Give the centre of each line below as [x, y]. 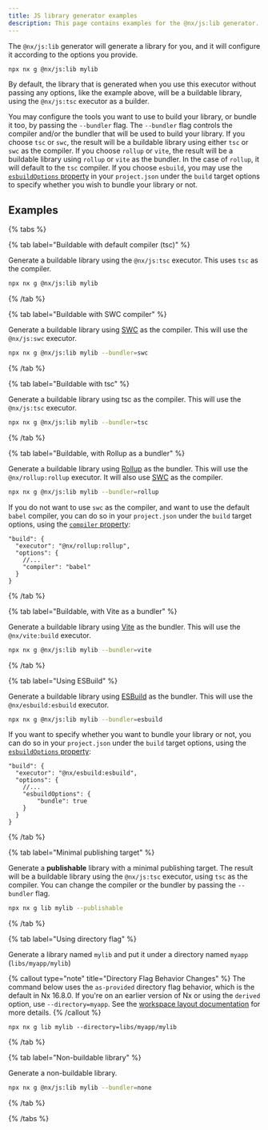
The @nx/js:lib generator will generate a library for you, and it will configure [134, 46]
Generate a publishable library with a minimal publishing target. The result [131, 868]
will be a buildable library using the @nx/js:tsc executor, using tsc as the [128, 876]
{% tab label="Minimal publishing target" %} [82, 852]
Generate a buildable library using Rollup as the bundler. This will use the [128, 468]
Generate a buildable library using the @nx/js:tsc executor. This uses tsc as [133, 260]
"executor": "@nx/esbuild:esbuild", [76, 773]
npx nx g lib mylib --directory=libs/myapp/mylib [93, 1028]
